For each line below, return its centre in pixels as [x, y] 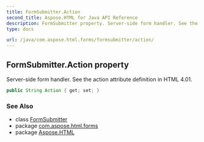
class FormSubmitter [41, 119]
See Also [20, 106]
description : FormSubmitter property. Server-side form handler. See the [102, 23]
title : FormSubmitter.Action [43, 12]
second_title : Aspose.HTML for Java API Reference [72, 18]
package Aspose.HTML [45, 132]
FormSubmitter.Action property [68, 65]
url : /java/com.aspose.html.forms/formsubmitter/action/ [80, 40]
